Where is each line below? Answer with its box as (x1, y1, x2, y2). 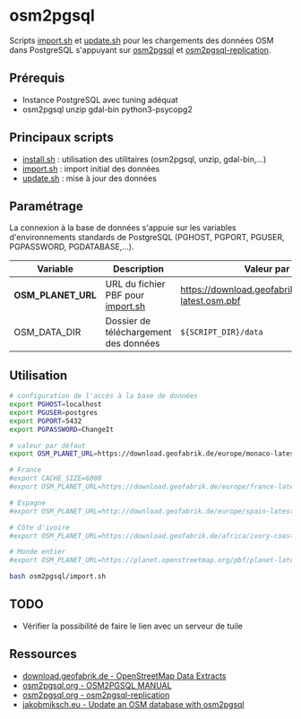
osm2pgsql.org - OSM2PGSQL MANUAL (21, 680, 172, 690)
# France (9, 465, 42, 475)
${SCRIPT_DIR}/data (180, 327, 263, 337)
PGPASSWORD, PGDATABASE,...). (9, 241, 134, 252)
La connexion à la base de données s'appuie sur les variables (9, 222, 236, 233)
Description (113, 263, 164, 275)
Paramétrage (9, 198, 83, 213)
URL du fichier (105, 278, 166, 290)
